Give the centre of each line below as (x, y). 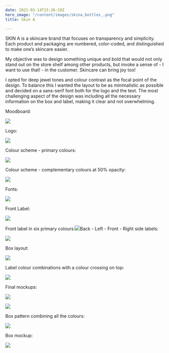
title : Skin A (20, 19)
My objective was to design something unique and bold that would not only (84, 59)
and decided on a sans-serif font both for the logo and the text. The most (82, 91)
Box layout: (17, 248)
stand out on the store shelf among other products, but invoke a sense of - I (84, 65)
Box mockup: (19, 336)
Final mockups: (21, 287)
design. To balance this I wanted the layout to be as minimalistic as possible (84, 85)
